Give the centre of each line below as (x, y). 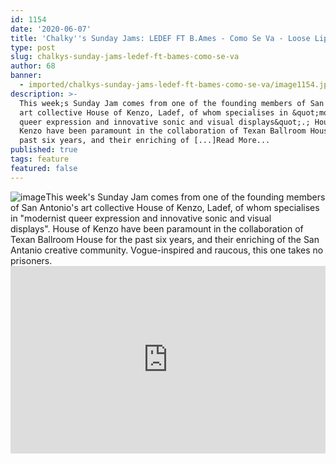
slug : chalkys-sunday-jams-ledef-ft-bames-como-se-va (125, 57)
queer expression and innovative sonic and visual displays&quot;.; (165, 122)
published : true (44, 150)
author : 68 (33, 66)
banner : (26, 76)
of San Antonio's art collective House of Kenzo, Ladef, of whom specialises (165, 207)
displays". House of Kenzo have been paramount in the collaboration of (157, 228)
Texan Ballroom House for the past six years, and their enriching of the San (165, 239)
